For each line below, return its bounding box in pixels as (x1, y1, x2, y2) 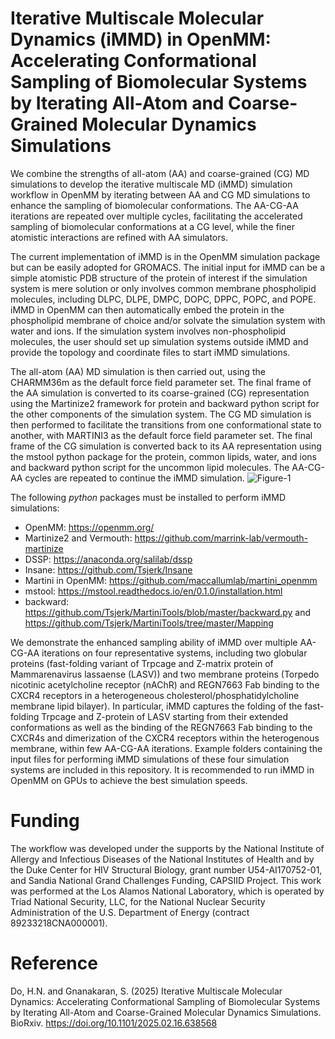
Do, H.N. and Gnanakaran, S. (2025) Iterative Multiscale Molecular (10, 985, 283, 997)
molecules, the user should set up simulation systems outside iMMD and (10, 335, 309, 347)
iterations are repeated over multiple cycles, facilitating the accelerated (10, 210, 303, 222)
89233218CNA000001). (10, 917, 108, 929)
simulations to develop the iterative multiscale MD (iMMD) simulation (10, 178, 293, 190)
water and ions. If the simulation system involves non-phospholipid (10, 325, 287, 337)
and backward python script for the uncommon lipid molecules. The (10, 461, 290, 473)
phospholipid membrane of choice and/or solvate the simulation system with (10, 314, 326, 326)
